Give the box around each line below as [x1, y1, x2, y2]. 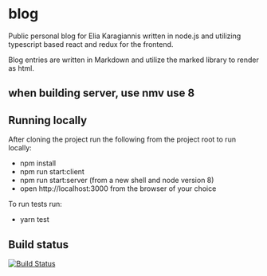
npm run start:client [19, 167, 85, 177]
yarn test [19, 215, 49, 224]
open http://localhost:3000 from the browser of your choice [19, 184, 217, 193]
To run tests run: [8, 200, 62, 209]
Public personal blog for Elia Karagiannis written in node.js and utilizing [8, 31, 241, 41]
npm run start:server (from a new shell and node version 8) [19, 176, 214, 185]
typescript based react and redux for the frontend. [8, 39, 174, 49]
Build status [8, 238, 69, 251]
